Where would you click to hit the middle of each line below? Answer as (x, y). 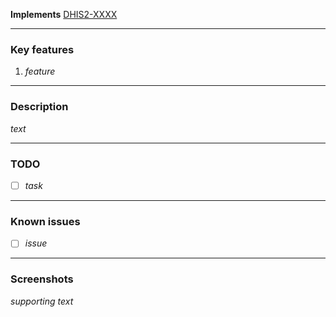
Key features (42, 49)
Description (39, 107)
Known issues (45, 221)
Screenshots (42, 279)
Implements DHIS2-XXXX (64, 14)
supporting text (42, 301)
